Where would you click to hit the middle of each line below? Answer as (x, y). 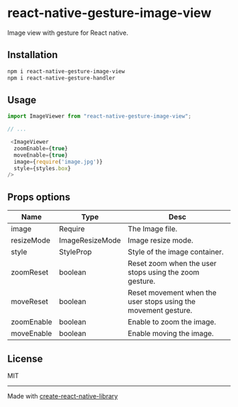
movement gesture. (160, 311)
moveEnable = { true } (41, 155)
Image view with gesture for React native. (68, 33)
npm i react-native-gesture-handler (61, 78)
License (25, 358)
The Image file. (153, 229)
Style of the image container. (176, 252)
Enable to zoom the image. (172, 322)
